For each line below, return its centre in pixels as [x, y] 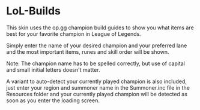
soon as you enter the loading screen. [53, 100]
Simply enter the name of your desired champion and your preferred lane [97, 45]
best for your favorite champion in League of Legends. [74, 33]
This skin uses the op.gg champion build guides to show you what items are [100, 27]
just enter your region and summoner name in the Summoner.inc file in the [98, 87]
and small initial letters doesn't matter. [53, 69]
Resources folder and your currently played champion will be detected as [97, 94]
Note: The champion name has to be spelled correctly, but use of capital [95, 63]
